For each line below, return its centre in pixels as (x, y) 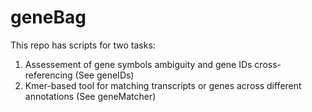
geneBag (48, 17)
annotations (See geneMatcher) (90, 96)
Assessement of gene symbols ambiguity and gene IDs (138, 64)
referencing (48, 75)
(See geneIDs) (104, 75)
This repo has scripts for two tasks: (83, 45)
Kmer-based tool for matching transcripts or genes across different (163, 85)
